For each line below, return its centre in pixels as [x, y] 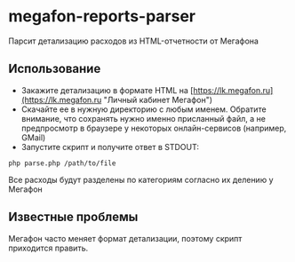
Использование [55, 69]
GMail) [33, 137]
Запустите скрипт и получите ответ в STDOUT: [110, 147]
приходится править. [48, 248]
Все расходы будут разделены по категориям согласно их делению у [141, 179]
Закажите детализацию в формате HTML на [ [107, 90]
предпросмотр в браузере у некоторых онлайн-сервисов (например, [154, 128]
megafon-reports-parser [102, 16]
